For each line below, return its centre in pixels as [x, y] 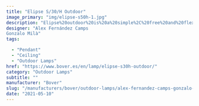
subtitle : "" [22, 78]
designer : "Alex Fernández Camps [47, 28]
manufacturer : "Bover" [34, 83]
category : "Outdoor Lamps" [39, 72]
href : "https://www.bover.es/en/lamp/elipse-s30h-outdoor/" [82, 66]
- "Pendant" [26, 50]
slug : [13, 89]
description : [22, 23]
